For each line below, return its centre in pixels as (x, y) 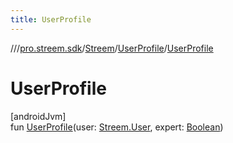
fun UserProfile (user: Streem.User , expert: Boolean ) (117, 127)
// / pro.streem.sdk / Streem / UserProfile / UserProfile (112, 48)
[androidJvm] (38, 116)
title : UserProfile (51, 19)
